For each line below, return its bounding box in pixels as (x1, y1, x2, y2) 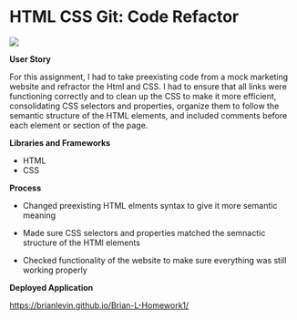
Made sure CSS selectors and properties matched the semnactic (22, 227, 266, 238)
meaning (22, 210, 56, 221)
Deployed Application (9, 282, 94, 293)
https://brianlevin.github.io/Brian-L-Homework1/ (9, 299, 189, 311)
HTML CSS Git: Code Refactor (9, 6, 240, 27)
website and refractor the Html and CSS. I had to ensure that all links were (9, 80, 287, 92)
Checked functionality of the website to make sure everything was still (22, 254, 287, 265)
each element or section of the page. (9, 119, 148, 130)
